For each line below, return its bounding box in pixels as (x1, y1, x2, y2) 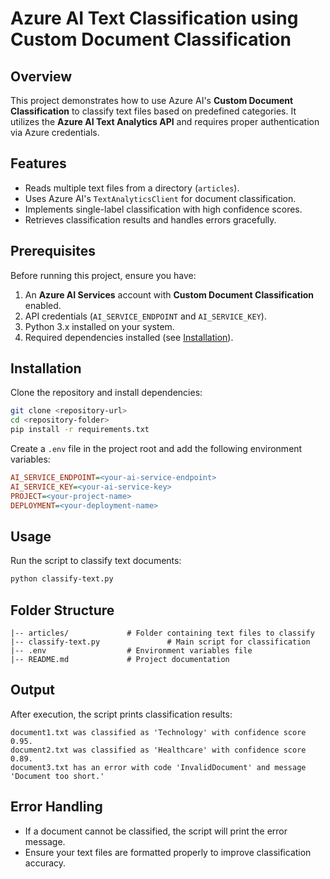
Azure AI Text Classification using (10, 7, 299, 30)
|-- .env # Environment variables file (10, 646, 253, 656)
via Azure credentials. (10, 127, 100, 138)
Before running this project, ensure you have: (10, 269, 197, 281)
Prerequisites (10, 243, 96, 260)
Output (10, 682, 55, 699)
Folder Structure (10, 602, 115, 619)
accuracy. (24, 857, 67, 869)
